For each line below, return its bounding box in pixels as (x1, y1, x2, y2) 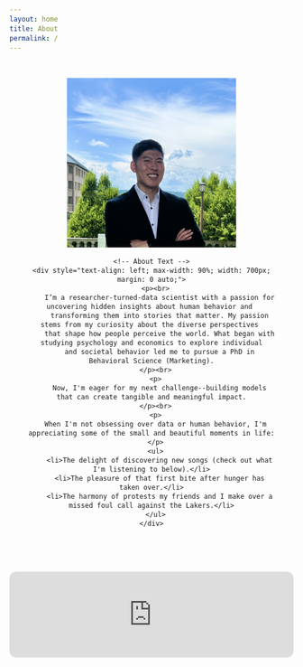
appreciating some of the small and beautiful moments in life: (28, 429, 275, 438)
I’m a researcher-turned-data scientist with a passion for (44, 294, 275, 303)
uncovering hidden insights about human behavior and (46, 303, 252, 312)
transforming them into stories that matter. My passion (50, 312, 269, 321)
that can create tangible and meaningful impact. (56, 393, 247, 402)
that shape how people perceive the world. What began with (44, 330, 275, 339)
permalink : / (9, 33, 59, 42)
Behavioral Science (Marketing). (88, 357, 215, 366)
